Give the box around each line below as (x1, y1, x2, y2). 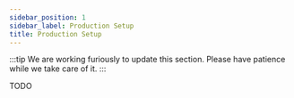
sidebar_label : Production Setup (9, 21, 134, 30)
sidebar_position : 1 (9, 12, 87, 22)
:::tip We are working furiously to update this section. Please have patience (9, 54, 286, 65)
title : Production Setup (9, 29, 102, 38)
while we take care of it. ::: (9, 63, 107, 74)
